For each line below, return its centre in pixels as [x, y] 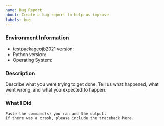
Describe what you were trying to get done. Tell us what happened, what [82, 84]
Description [20, 73]
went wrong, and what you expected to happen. [56, 89]
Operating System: [33, 60]
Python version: [29, 54]
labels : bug [18, 20]
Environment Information [37, 38]
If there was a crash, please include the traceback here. [70, 118]
